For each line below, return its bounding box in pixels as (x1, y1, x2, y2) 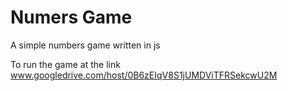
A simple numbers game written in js (10, 39, 161, 51)
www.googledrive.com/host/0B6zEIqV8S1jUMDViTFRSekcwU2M (10, 69, 278, 81)
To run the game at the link (10, 58, 121, 70)
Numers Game (10, 6, 133, 29)
